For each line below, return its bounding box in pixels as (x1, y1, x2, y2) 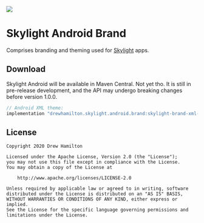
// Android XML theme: (6, 105, 64, 111)
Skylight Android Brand (6, 27, 126, 41)
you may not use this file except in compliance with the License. (6, 159, 181, 165)
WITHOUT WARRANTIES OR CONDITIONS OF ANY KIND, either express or (6, 196, 178, 202)
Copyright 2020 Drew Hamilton (6, 143, 83, 150)
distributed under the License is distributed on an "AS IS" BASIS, (6, 191, 183, 197)
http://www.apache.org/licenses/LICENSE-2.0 (17, 175, 132, 181)
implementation (6, 110, 45, 116)
